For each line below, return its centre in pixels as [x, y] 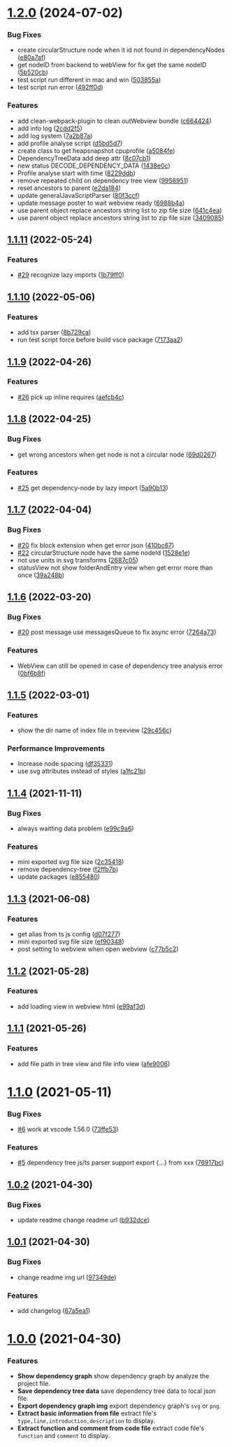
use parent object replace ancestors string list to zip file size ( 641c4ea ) [119, 210]
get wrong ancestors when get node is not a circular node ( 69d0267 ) [117, 455]
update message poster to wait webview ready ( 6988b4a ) [101, 203]
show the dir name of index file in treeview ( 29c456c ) [95, 730]
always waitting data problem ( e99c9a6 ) [75, 828]
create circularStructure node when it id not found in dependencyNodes [121, 50]
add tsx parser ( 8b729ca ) [54, 332]
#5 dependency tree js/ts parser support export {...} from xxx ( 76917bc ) [121, 1163]
